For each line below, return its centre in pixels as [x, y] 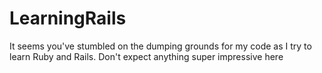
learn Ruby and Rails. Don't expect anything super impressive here [146, 56]
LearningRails [68, 18]
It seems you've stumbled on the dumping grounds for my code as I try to [160, 46]
